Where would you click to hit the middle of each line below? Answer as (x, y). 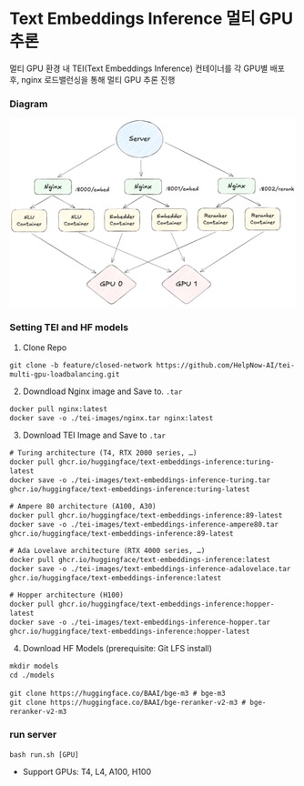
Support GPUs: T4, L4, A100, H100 (87, 772)
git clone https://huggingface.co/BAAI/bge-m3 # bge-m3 (117, 693)
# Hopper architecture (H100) (67, 595)
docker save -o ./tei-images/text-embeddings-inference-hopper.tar (140, 622)
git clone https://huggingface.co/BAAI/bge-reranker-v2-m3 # (128, 702)
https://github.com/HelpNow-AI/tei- (226, 365)
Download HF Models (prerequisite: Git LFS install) (117, 648)
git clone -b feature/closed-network (81, 365)
